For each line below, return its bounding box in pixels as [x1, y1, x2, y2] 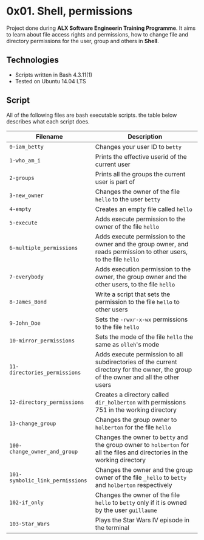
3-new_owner [9, 192, 44, 199]
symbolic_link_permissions [9, 477, 87, 484]
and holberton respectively [95, 480, 172, 489]
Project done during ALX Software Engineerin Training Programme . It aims [6, 24, 196, 32]
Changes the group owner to [95, 415, 177, 424]
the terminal [95, 523, 129, 531]
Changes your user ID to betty [95, 142, 182, 151]
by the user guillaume [95, 506, 157, 514]
